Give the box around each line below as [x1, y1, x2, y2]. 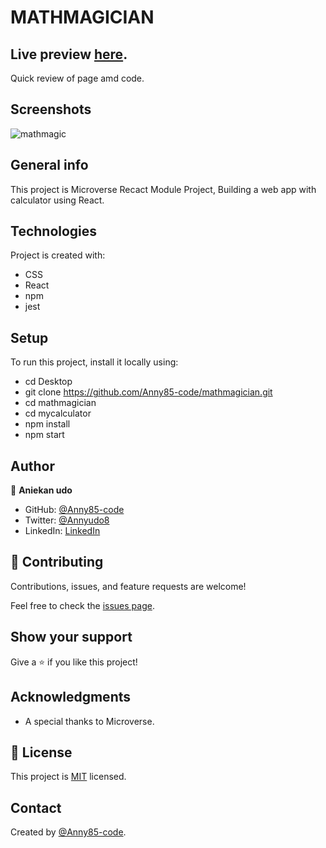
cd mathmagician [24, 397, 97, 409]
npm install [24, 418, 71, 430]
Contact [10, 799, 62, 816]
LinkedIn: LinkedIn [24, 525, 101, 537]
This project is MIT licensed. [10, 771, 127, 783]
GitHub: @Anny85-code [24, 504, 125, 516]
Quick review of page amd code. [10, 72, 145, 84]
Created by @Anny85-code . [10, 826, 127, 838]
